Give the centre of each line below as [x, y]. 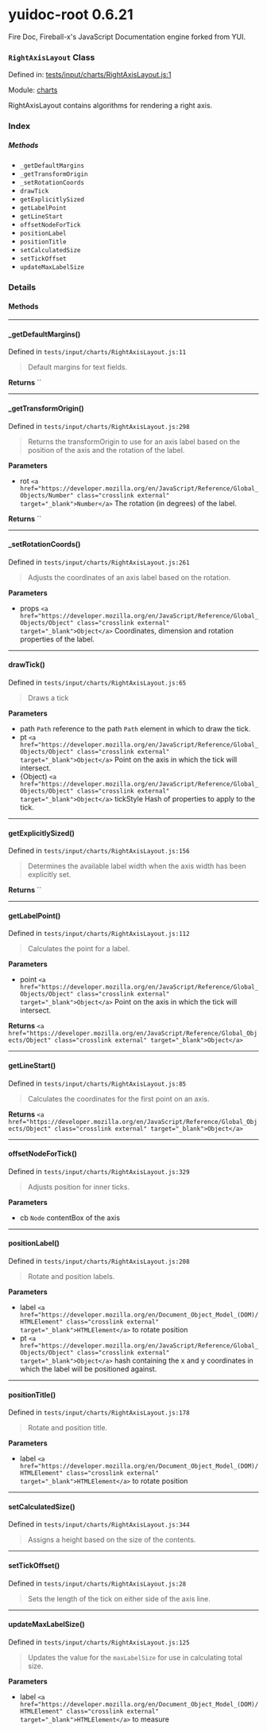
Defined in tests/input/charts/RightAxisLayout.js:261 [99, 562]
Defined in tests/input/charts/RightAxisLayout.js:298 [99, 426]
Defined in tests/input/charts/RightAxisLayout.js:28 [97, 1583]
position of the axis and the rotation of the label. [106, 450]
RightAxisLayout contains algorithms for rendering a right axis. [110, 106]
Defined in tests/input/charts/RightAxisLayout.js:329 [99, 1171]
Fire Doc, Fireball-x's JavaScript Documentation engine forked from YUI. [127, 37]
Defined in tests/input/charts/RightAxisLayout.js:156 [99, 851]
